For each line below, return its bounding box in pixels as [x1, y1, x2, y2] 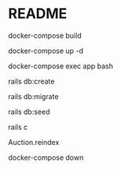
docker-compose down [8, 153, 84, 162]
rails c [8, 122, 28, 131]
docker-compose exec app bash [8, 61, 114, 71]
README [8, 5, 68, 23]
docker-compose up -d [8, 46, 84, 55]
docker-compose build [8, 31, 82, 40]
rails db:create [8, 76, 55, 86]
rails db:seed [8, 107, 50, 116]
